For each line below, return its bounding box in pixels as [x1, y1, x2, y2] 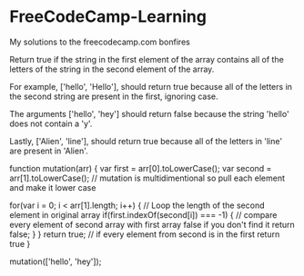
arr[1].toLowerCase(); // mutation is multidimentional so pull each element [9, 172, 285, 183]
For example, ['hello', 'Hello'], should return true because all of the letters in [9, 81, 293, 92]
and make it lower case [9, 182, 96, 192]
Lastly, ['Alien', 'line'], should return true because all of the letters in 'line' [9, 135, 283, 146]
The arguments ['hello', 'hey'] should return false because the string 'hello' [9, 108, 289, 119]
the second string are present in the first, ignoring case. [9, 91, 218, 102]
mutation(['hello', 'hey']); [9, 256, 102, 267]
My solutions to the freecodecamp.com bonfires [9, 36, 191, 47]
